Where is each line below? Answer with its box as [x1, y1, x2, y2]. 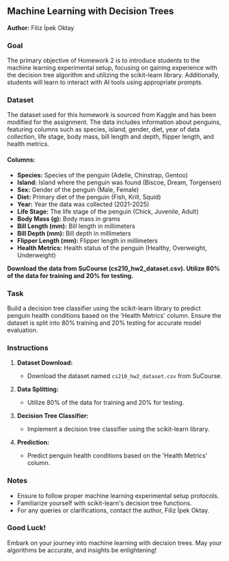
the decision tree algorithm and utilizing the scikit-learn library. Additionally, [7, 71, 220, 79]
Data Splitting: [16, 385, 59, 393]
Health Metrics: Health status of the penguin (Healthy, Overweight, [16, 243, 207, 252]
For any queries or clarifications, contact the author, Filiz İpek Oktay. [16, 506, 210, 514]
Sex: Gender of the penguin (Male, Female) [16, 185, 139, 194]
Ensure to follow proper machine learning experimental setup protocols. [16, 491, 219, 499]
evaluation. [7, 325, 38, 334]
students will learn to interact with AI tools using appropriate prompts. [7, 78, 204, 86]
